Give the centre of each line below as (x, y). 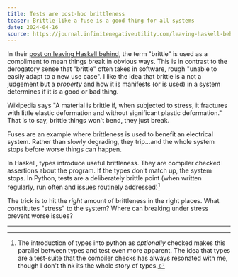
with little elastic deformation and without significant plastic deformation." (115, 113)
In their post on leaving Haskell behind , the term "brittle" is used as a (107, 54)
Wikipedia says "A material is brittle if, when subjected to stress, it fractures (118, 105)
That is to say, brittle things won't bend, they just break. (89, 121)
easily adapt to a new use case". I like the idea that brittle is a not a (104, 77)
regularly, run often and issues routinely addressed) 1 (84, 186)
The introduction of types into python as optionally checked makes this (121, 243)
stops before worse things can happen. (64, 149)
